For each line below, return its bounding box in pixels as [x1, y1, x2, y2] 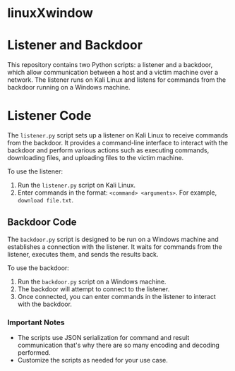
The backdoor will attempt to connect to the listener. [17, 284, 170, 293]
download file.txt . [17, 196, 74, 205]
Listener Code [7, 108, 92, 124]
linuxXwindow [7, 5, 94, 21]
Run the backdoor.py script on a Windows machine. [17, 277, 167, 286]
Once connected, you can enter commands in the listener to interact [17, 292, 217, 300]
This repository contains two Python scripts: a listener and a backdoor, [7, 61, 213, 69]
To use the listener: [7, 167, 64, 176]
